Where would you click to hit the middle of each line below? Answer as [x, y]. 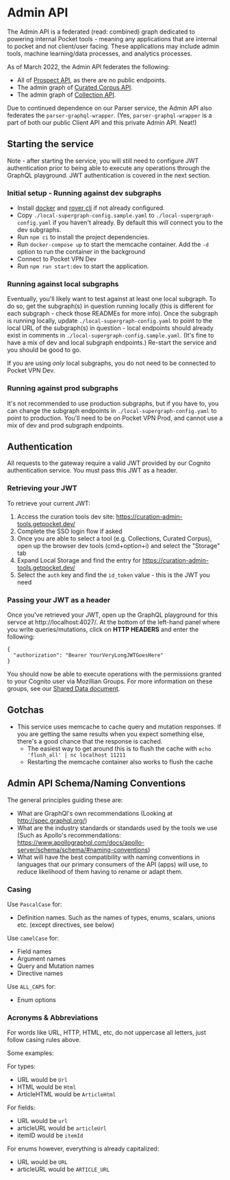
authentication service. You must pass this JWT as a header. [92, 471]
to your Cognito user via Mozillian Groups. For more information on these [110, 681]
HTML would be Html [47, 1087]
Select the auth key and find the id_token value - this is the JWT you [113, 575]
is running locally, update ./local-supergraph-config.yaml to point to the [110, 321]
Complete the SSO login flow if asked [69, 531]
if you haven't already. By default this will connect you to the [138, 223]
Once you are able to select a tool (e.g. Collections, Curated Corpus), [114, 538]
